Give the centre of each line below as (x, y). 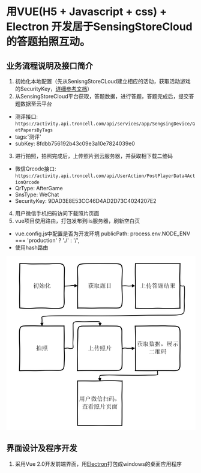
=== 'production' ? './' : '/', (47, 240)
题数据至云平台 (33, 104)
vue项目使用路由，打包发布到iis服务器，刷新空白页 (77, 221)
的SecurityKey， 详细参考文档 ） (54, 89)
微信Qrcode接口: (35, 169)
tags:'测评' (28, 137)
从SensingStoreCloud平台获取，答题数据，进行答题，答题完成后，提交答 (104, 96)
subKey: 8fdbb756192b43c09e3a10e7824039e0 (75, 143)
